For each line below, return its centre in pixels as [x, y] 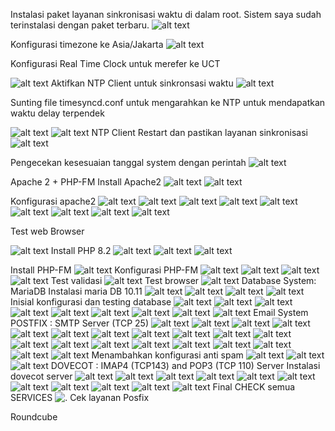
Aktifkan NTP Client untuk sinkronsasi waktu [142, 83]
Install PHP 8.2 [81, 250]
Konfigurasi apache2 [53, 201]
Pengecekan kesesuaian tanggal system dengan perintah [128, 162]
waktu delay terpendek [57, 113]
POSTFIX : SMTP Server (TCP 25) [80, 323]
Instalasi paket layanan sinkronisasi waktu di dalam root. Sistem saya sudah [166, 14]
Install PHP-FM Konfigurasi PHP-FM [104, 270]
